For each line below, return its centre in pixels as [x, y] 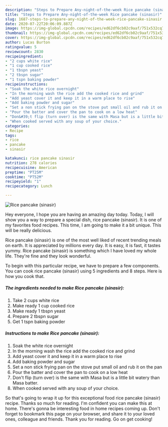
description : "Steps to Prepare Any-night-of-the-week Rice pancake [78, 10]
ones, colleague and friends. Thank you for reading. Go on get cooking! [79, 419]
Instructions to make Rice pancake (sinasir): [52, 333]
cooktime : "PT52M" [24, 177]
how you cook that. [25, 276]
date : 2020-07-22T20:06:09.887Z [39, 24]
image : [12, 28]
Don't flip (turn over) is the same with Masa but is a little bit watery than [86, 377]
